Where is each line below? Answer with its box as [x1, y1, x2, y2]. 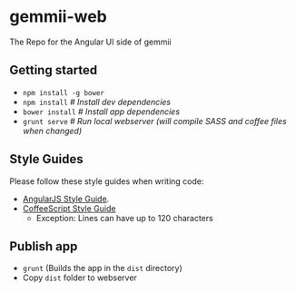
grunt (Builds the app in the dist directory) [22, 263, 183, 274]
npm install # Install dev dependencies [22, 96, 171, 107]
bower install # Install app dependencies [22, 106, 180, 117]
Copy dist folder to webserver [22, 272, 138, 283]
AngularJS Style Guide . [22, 193, 110, 204]
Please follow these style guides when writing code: [9, 175, 204, 187]
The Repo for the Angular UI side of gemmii [9, 36, 173, 47]
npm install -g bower [22, 88, 104, 97]
